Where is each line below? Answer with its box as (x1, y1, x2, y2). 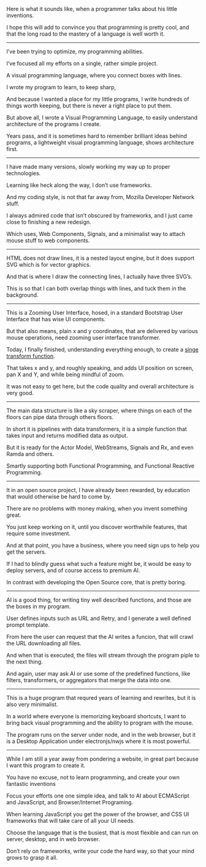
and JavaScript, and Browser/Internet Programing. (6, 799, 134, 806)
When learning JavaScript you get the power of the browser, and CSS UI (6, 810, 189, 818)
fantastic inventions (6, 780, 56, 787)
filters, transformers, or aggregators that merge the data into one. (6, 677, 172, 684)
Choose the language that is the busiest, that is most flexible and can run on (6, 829, 199, 836)
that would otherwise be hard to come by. (6, 493, 112, 500)
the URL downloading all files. (6, 640, 82, 647)
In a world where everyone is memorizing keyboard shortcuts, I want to (6, 713, 186, 720)
